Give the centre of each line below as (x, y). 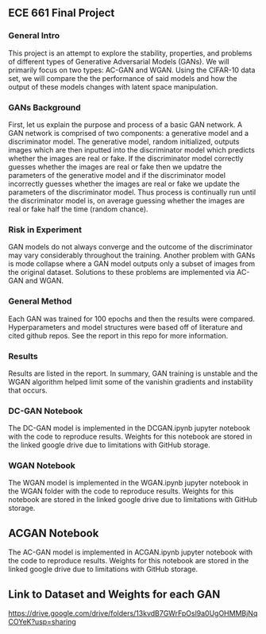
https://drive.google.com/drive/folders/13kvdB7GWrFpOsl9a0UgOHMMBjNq (133, 613)
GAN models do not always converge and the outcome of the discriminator (130, 247)
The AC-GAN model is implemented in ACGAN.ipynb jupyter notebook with (131, 552)
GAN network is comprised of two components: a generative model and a (128, 133)
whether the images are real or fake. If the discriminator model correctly (126, 158)
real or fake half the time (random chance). (78, 209)
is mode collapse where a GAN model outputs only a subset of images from (132, 264)
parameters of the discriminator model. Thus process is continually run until (132, 192)
